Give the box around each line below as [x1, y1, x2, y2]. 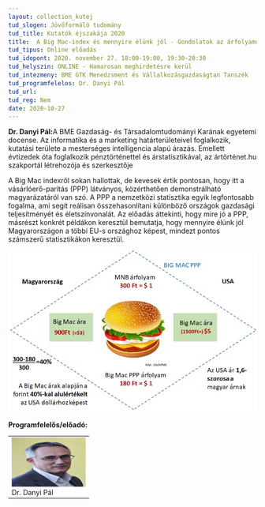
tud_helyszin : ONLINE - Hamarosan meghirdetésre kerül [8, 63, 192, 71]
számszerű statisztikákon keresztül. [8, 235, 125, 244]
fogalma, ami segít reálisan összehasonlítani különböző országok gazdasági [8, 201, 255, 211]
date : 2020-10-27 [8, 104, 65, 112]
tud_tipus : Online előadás [8, 46, 97, 54]
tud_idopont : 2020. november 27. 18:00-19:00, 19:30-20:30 [8, 54, 207, 62]
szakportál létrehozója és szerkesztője [8, 160, 133, 170]
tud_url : [8, 88, 37, 96]
